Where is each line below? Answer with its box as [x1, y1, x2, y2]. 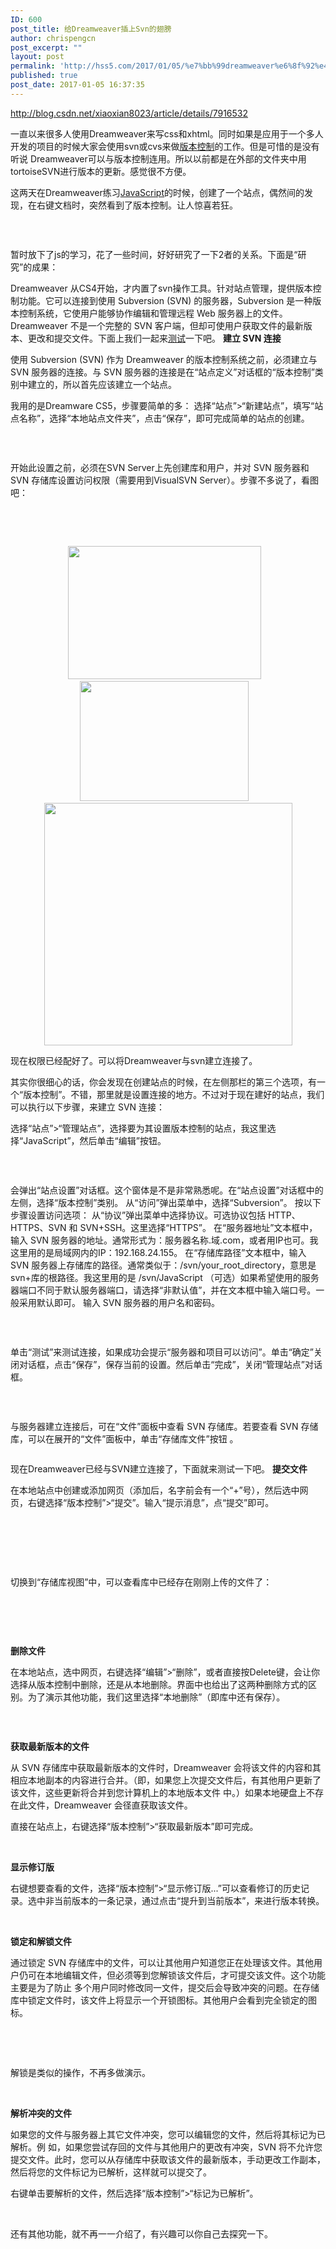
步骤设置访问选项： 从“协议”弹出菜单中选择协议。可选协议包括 [10, 1209, 267, 1221]
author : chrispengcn [10, 33, 97, 43]
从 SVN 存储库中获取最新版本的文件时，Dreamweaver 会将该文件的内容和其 [10, 1761, 322, 1773]
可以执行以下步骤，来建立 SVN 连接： [10, 1101, 166, 1113]
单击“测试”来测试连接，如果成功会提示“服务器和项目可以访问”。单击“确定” [10, 1346, 314, 1358]
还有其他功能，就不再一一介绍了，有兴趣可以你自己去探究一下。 [10, 2227, 273, 2240]
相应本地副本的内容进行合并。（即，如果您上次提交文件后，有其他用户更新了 [10, 1774, 322, 1786]
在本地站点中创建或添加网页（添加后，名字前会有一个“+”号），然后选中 [10, 1484, 300, 1496]
